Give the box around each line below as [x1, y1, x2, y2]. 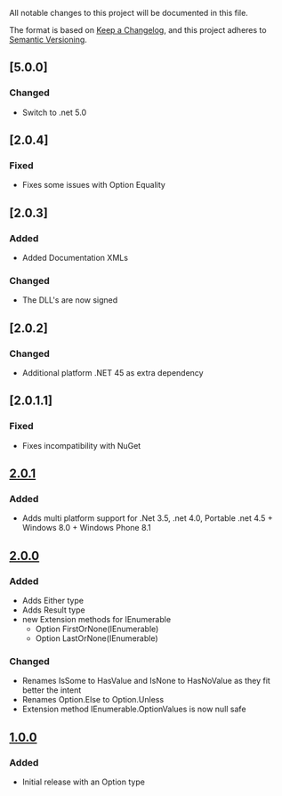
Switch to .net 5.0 [21, 107, 87, 118]
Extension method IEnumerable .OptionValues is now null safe [21, 703, 246, 715]
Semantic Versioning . [9, 35, 87, 45]
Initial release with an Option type [21, 776, 145, 787]
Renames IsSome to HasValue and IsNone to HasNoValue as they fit [21, 676, 271, 686]
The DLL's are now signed [21, 295, 118, 305]
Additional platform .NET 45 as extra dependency [21, 368, 204, 378]
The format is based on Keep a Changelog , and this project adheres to [9, 25, 267, 35]
